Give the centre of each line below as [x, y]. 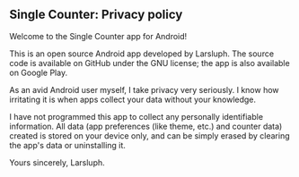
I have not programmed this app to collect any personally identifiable [136, 116]
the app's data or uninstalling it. [67, 145]
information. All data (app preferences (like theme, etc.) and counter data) [146, 126]
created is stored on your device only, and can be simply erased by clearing [149, 135]
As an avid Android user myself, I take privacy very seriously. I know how [145, 89]
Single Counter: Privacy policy [96, 15]
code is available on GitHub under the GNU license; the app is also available [149, 63]
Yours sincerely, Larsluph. [57, 162]
